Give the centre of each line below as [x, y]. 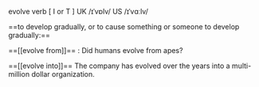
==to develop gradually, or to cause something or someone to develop [124, 26]
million [19, 74]
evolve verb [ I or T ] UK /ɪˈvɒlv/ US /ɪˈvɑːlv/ [78, 11]
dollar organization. [63, 74]
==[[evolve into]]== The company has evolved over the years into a [119, 66]
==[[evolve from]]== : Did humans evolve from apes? [96, 50]
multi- [241, 66]
